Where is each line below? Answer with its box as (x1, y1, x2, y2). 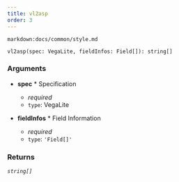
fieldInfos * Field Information (17, 114, 101, 122)
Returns (7, 152, 35, 162)
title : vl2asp (7, 10, 49, 17)
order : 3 (7, 17, 33, 24)
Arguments (7, 64, 47, 74)
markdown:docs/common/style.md (7, 35, 98, 42)
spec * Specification (17, 79, 77, 88)
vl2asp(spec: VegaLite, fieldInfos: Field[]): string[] (7, 48, 173, 55)
